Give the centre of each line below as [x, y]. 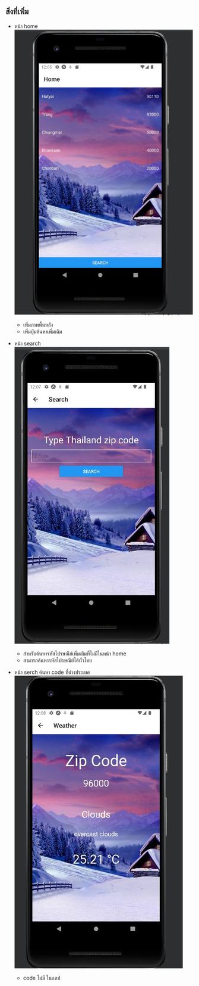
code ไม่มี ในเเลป [42, 978]
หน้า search [27, 344]
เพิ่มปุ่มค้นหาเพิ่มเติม [42, 332]
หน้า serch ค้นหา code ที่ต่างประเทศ [52, 672]
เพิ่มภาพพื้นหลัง [38, 325]
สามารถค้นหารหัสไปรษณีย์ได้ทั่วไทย [58, 660]
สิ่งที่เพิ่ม [17, 12]
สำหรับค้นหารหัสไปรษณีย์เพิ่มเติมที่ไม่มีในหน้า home [75, 654]
